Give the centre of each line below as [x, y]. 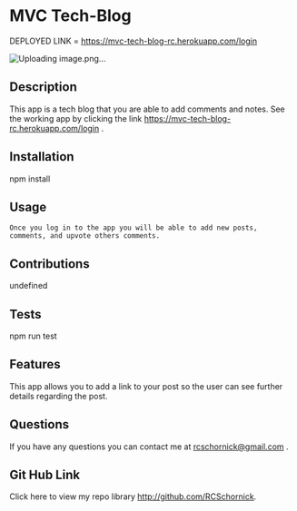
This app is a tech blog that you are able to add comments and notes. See [147, 109]
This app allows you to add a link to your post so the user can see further [146, 386]
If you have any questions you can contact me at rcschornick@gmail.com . [149, 447]
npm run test [33, 336]
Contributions [49, 264]
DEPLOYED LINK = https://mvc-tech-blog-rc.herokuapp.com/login [133, 41]
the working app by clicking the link [76, 118]
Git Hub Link [45, 475]
